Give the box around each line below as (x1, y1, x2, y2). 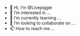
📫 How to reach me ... (9, 26, 55, 31)
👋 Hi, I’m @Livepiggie (9, 5, 52, 10)
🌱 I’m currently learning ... (9, 15, 62, 20)
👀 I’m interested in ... (9, 10, 51, 16)
